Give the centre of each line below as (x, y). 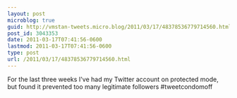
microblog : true (31, 20)
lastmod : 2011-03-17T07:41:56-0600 (60, 46)
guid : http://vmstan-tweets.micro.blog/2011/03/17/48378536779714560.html (120, 27)
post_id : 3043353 (33, 33)
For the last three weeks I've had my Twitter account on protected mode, (113, 79)
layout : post (26, 14)
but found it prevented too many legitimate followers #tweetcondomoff (110, 86)
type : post (23, 53)
